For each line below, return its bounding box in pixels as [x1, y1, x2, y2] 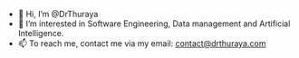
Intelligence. [17, 28, 64, 38]
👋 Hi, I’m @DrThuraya [17, 9, 99, 19]
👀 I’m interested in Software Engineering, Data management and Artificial [17, 18, 291, 29]
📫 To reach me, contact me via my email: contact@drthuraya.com [17, 38, 266, 49]
